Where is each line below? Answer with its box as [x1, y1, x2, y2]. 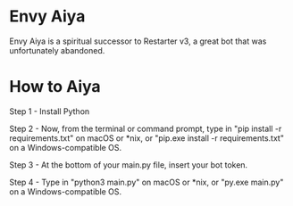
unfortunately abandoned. [9, 45, 105, 55]
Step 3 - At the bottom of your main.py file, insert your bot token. [9, 159, 248, 170]
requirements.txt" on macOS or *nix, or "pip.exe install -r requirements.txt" [9, 132, 284, 144]
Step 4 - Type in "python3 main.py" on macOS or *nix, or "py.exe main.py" [9, 177, 284, 187]
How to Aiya [9, 77, 101, 97]
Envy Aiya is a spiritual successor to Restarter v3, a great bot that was [9, 36, 267, 46]
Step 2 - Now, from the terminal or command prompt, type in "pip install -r [9, 123, 282, 134]
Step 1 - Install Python [9, 105, 90, 117]
